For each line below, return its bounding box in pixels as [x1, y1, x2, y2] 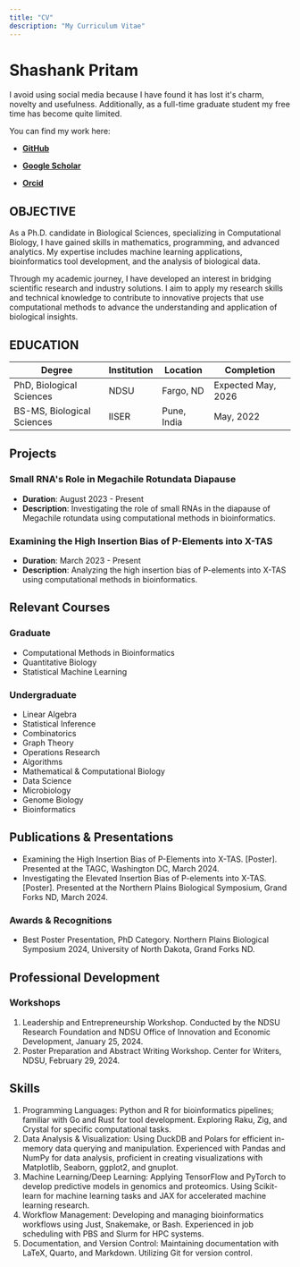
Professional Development [9, 970, 161, 985]
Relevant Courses [9, 600, 111, 616]
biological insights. [9, 311, 79, 322]
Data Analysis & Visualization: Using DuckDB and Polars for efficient [21, 1133, 273, 1144]
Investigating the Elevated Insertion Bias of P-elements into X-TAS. [21, 872, 267, 883]
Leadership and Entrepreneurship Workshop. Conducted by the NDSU [21, 1016, 281, 1027]
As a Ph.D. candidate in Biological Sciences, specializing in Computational [9, 227, 281, 238]
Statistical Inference [21, 719, 96, 729]
